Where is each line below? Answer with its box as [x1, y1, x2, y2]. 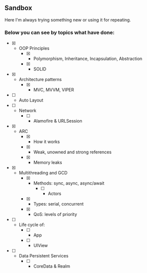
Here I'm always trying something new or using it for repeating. [4, 17, 131, 22]
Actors [48, 190, 61, 197]
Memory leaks [33, 160, 62, 166]
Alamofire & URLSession [33, 118, 82, 124]
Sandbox [4, 4, 33, 12]
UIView [33, 243, 48, 249]
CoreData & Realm [33, 263, 70, 269]
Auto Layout [18, 97, 43, 103]
